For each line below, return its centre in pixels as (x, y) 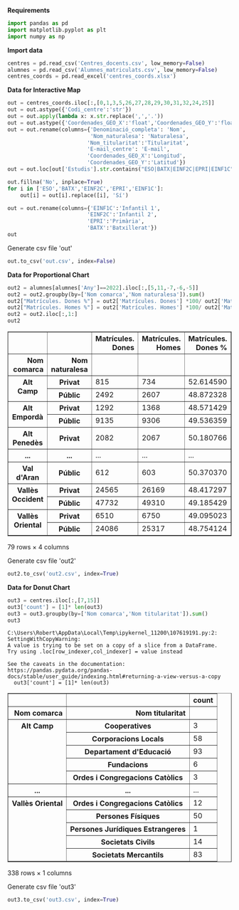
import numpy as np (36, 36)
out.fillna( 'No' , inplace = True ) (55, 182)
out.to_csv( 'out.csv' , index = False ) (62, 261)
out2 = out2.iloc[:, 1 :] (43, 314)
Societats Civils (128, 842)
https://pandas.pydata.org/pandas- (60, 671)
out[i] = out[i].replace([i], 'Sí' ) (75, 195)
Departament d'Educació (128, 752)
